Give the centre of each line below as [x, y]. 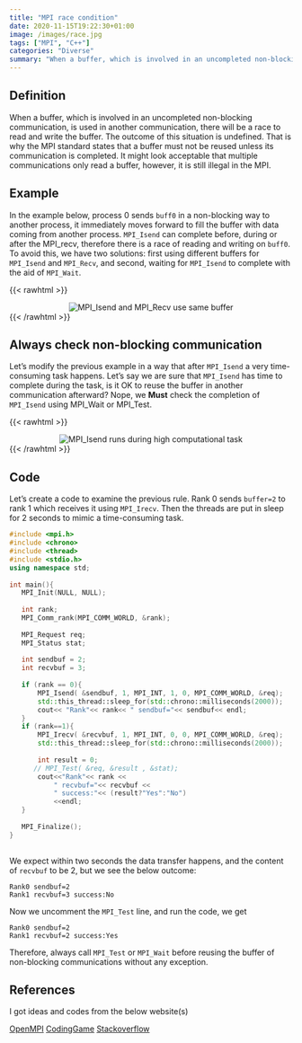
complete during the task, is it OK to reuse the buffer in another [126, 385]
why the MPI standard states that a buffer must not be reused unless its [142, 146]
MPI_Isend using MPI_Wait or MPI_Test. [81, 404]
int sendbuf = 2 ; [54, 660]
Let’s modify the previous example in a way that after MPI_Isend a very [139, 367]
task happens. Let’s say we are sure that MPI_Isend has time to [168, 376]
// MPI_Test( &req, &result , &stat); [106, 768]
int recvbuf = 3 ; [54, 668]
